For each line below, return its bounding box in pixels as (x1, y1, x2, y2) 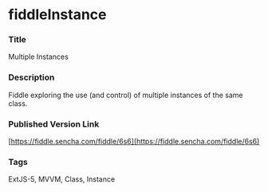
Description (8, 72, 55, 83)
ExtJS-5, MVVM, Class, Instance (8, 174, 116, 184)
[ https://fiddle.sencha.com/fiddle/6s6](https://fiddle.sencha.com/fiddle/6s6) (8, 137, 260, 147)
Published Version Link (8, 118, 100, 129)
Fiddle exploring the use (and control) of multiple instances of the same (8, 90, 243, 100)
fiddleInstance (8, 6, 107, 24)
